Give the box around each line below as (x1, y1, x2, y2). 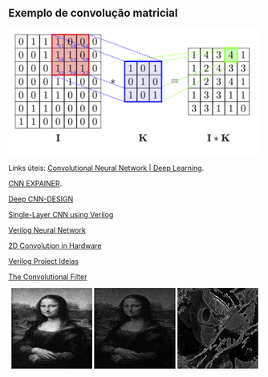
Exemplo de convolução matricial (8, 6, 178, 20)
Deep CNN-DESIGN (8, 194, 74, 204)
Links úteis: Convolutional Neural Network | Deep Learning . (8, 163, 205, 172)
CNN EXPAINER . (8, 178, 63, 188)
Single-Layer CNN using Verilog (8, 209, 114, 219)
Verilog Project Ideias (8, 256, 79, 266)
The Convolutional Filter (8, 272, 87, 282)
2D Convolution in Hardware (8, 241, 102, 250)
